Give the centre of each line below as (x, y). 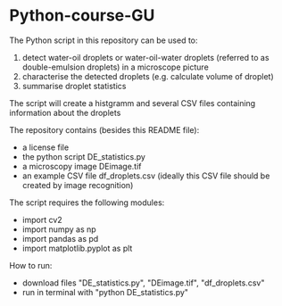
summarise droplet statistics (74, 86)
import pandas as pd (60, 238)
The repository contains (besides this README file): (104, 129)
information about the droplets (65, 112)
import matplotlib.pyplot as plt (77, 248)
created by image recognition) (78, 185)
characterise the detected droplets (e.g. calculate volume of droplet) (148, 76)
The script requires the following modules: (87, 203)
